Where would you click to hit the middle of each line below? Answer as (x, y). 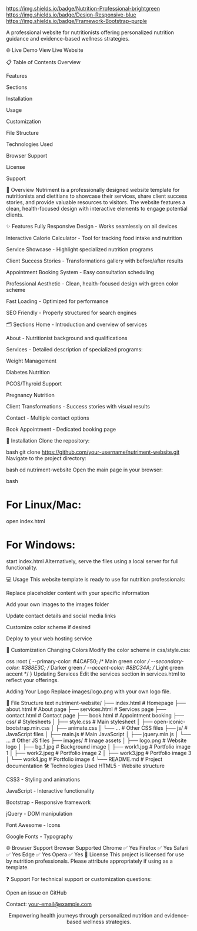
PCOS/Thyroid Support (34, 384)
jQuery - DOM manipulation (39, 813)
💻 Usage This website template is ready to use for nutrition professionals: (96, 579)
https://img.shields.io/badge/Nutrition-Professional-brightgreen (83, 9)
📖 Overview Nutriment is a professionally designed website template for (93, 190)
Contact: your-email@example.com (49, 904)
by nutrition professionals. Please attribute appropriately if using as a (90, 861)
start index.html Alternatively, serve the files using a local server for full (92, 561)
